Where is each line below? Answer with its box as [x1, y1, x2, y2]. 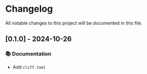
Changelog [5, 3, 53, 15]
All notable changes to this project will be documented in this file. [5, 20, 143, 26]
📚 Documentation [5, 51, 52, 58]
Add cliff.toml [12, 64, 46, 70]
